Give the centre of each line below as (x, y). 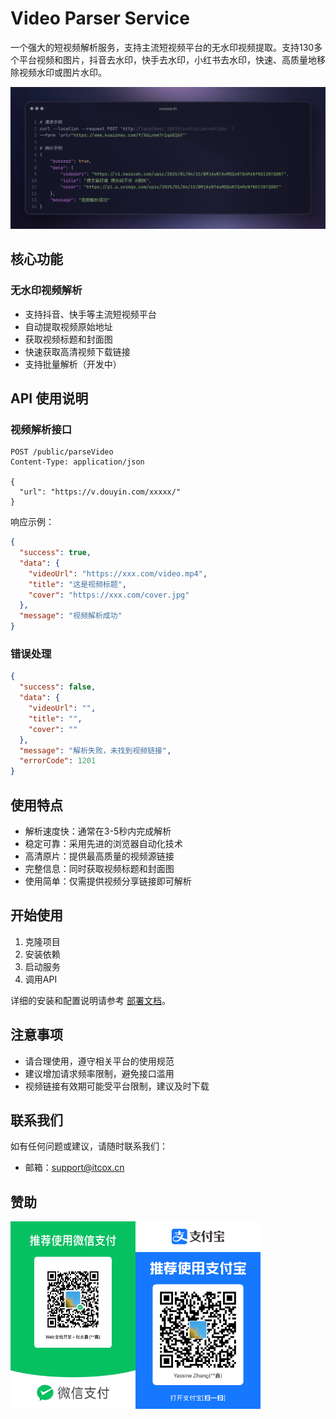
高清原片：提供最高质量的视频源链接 (99, 856)
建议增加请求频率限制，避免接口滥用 (99, 1073)
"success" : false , (58, 687)
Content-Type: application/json (77, 462)
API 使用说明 (49, 398)
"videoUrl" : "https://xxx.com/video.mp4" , (118, 573)
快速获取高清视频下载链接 (77, 351)
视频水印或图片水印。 (62, 72)
